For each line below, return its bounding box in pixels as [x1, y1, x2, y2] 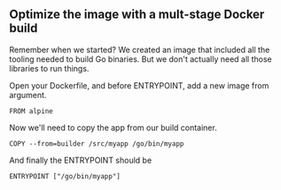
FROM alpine [9, 106, 53, 116]
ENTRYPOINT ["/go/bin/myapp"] [9, 171, 121, 180]
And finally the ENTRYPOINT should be [9, 155, 152, 165]
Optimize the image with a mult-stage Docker [9, 7, 265, 22]
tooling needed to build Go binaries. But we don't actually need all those [9, 53, 272, 65]
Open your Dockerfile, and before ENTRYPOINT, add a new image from [9, 80, 269, 91]
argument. [9, 89, 47, 100]
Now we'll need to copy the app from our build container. [9, 122, 217, 133]
